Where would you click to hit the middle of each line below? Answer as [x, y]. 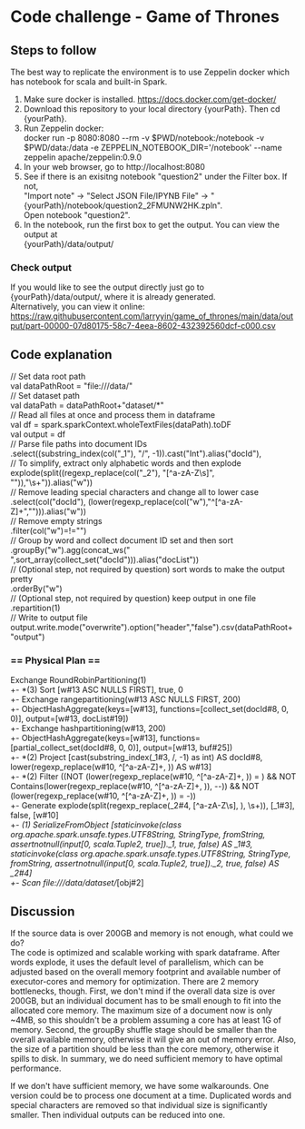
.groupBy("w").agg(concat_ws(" [70, 550]
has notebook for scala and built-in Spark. [89, 82]
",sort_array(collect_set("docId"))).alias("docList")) [105, 560]
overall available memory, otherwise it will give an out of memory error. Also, [153, 1040]
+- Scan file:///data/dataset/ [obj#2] [77, 883]
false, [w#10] [34, 816]
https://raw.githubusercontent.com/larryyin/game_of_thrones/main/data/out [152, 316]
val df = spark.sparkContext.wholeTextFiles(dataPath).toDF [121, 425]
